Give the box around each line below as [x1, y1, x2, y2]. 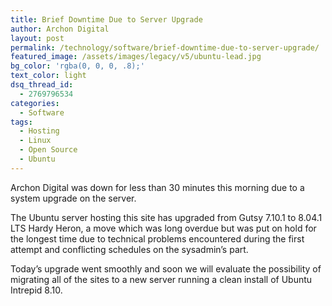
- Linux [19, 136, 52, 146]
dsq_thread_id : [10, 80, 74, 90]
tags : [10, 117, 33, 127]
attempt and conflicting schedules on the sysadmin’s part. [10, 243, 249, 255]
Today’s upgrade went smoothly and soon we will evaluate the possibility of [10, 262, 322, 275]
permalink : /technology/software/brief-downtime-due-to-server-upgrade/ [10, 42, 320, 53]
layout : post [10, 33, 65, 43]
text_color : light [10, 71, 87, 81]
